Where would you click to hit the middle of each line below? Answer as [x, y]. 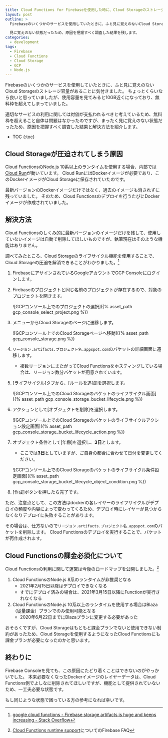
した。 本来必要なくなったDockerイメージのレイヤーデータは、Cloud [85, 676]
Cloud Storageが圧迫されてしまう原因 [64, 154]
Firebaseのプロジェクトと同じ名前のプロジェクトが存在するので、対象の [87, 290]
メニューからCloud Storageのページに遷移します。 [64, 323]
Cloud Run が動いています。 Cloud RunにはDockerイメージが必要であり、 [80, 173]
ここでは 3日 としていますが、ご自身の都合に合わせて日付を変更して [89, 453]
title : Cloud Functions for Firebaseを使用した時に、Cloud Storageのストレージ [85, 10]
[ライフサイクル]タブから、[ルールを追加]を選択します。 [70, 383]
